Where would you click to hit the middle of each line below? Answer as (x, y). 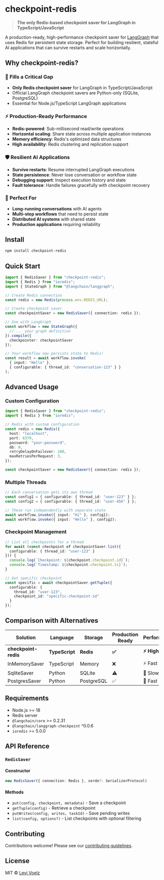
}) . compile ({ (18, 336)
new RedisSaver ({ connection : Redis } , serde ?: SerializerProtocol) (76, 781)
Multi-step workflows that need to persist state (60, 214)
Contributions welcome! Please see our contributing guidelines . (69, 846)
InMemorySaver (26, 664)
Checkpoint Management (36, 532)
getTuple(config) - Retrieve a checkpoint (54, 808)
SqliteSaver (21, 673)
